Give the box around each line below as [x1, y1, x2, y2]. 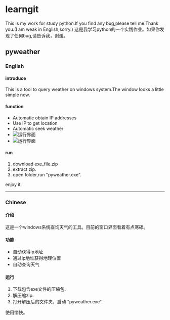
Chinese [5, 199, 26, 206]
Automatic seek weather [12, 125, 64, 131]
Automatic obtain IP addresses [12, 115, 77, 121]
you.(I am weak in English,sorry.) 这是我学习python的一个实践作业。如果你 [5, 26, 160, 32]
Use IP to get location [12, 120, 58, 126]
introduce [5, 75, 26, 81]
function [5, 104, 24, 110]
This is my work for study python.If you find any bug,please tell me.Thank [5, 20, 159, 26]
